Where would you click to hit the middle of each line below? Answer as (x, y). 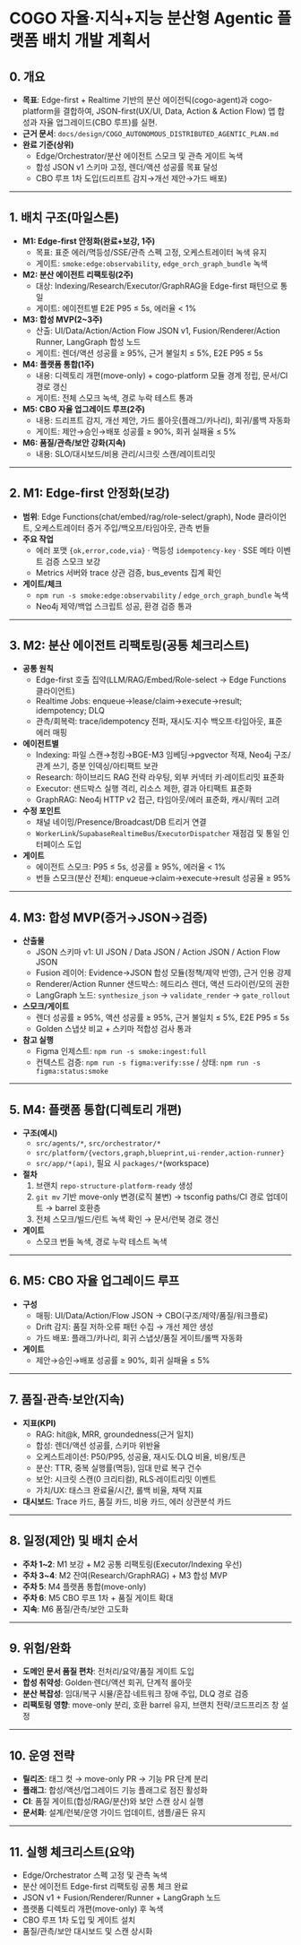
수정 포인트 (41, 811)
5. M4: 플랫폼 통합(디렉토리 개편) (95, 1109)
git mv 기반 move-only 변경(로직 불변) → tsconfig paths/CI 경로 (150, 1197)
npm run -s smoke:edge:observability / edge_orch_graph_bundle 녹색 (162, 595)
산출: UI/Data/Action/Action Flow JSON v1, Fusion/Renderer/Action (158, 330)
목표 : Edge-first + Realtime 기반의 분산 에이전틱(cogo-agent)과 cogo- (147, 100)
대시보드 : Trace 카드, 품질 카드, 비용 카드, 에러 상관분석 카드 (127, 1501)
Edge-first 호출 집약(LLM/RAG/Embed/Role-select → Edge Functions (161, 680)
